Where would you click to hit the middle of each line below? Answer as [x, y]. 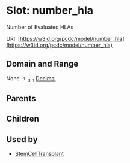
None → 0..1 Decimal [31, 79]
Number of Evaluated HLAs [40, 27]
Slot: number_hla [50, 10]
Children [23, 119]
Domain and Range [42, 64]
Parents [21, 99]
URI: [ [13, 38]
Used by [22, 139]
